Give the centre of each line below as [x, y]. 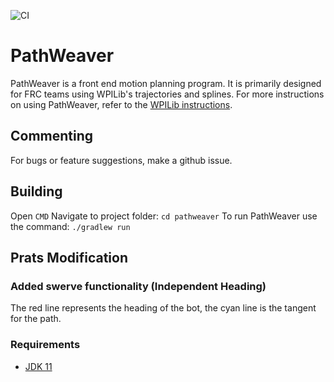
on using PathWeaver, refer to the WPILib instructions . [121, 104]
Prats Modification [69, 257]
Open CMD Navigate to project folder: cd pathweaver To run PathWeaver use [164, 216]
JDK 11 [38, 366]
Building [36, 191]
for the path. [36, 319]
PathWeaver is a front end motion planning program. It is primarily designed [166, 83]
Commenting [52, 136]
